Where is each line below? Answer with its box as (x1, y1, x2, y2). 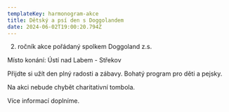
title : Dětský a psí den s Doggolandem (7, 17, 124, 24)
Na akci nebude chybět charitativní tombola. (7, 83, 136, 92)
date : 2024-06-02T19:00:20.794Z (7, 23, 102, 30)
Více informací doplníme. (7, 97, 79, 105)
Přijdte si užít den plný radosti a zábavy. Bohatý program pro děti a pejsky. (7, 69, 223, 78)
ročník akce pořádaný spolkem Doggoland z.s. (17, 43, 152, 51)
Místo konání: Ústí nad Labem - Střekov (7, 56, 122, 64)
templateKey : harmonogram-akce (7, 10, 99, 17)
